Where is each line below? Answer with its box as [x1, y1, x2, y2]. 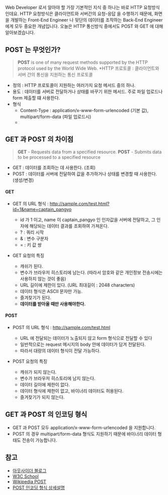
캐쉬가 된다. [20, 263, 43, 269]
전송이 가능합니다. [22, 437, 57, 443]
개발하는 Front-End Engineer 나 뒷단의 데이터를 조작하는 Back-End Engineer [10, 17, 163, 23]
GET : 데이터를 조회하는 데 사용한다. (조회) [12, 164, 96, 170]
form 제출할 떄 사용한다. [12, 94, 60, 101]
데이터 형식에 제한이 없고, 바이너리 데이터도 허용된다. [20, 388, 124, 394]
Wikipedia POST [12, 478, 47, 484]
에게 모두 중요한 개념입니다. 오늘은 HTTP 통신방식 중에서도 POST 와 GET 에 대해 [5, 23, 163, 29]
